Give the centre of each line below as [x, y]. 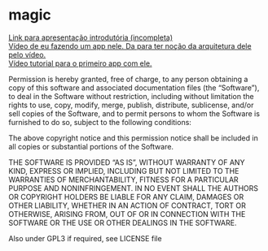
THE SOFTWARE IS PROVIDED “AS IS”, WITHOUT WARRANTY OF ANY [127, 162]
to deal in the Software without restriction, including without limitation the [131, 96]
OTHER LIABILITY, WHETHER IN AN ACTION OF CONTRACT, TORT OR [127, 206]
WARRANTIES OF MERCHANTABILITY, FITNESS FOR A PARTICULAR [123, 180]
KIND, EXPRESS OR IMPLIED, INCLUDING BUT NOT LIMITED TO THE [124, 171]
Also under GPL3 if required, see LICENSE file [85, 238]
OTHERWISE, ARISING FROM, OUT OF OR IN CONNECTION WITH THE [127, 214]
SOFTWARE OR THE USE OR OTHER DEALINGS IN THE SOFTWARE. [123, 223]
